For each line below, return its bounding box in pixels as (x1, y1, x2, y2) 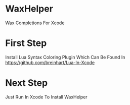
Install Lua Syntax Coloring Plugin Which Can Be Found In (5, 54, 125, 60)
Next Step (5, 77, 48, 89)
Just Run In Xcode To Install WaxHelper (5, 94, 88, 100)
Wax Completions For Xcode (5, 20, 65, 26)
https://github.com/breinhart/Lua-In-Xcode (5, 59, 95, 66)
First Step (5, 37, 47, 49)
